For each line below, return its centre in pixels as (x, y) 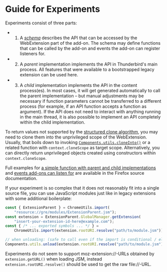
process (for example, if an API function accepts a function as (83, 106)
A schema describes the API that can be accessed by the (79, 38)
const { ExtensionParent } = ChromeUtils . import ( (58, 207)
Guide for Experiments (53, 9)
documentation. (21, 178)
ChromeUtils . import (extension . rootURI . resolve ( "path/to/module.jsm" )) (89, 231)
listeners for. (33, 54)
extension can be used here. (49, 74)
